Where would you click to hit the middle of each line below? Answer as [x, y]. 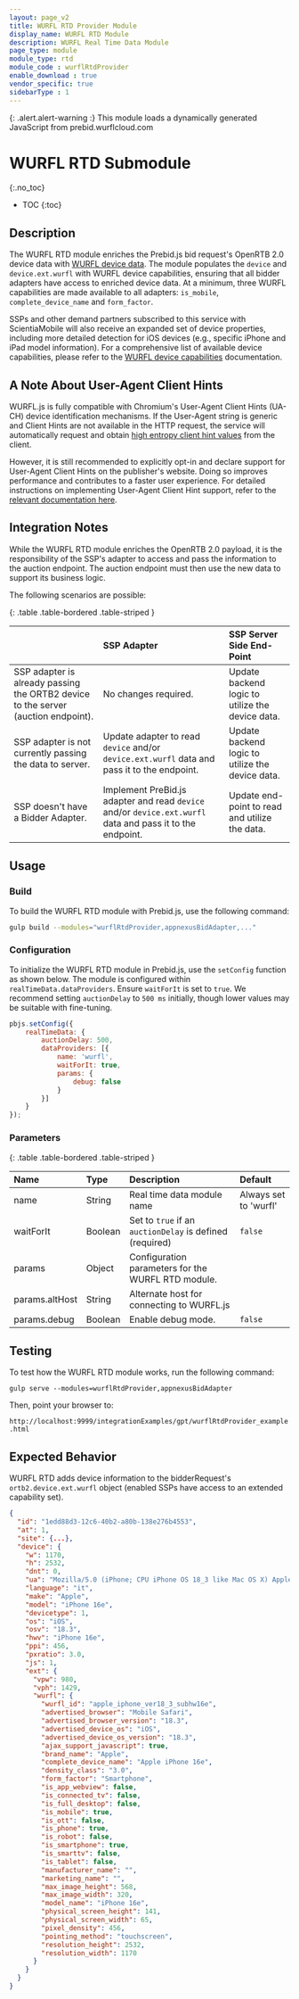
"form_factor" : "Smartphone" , [97, 1779]
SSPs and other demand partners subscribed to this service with [128, 319]
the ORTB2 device [52, 694]
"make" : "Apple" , [57, 1596]
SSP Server [253, 634]
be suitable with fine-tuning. [61, 1007]
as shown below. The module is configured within [100, 979]
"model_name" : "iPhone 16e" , [95, 1904]
